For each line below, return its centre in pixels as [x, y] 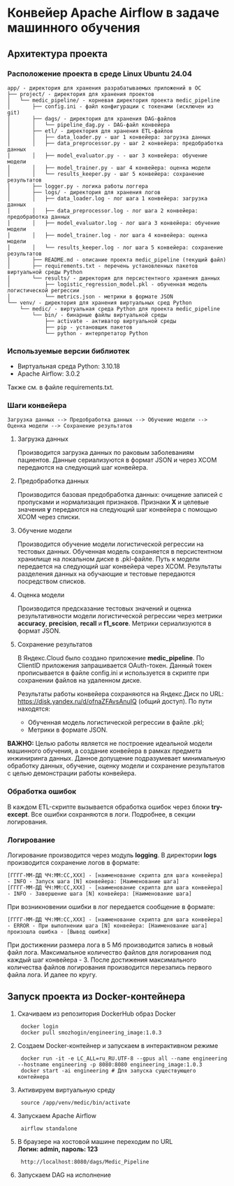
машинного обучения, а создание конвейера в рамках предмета [104, 751]
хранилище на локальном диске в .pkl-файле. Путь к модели [109, 559]
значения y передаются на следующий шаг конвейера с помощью [117, 510]
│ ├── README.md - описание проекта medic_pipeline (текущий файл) [117, 260]
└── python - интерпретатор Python [96, 333]
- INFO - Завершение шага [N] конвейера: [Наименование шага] [100, 894]
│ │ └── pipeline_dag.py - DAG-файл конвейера [89, 125]
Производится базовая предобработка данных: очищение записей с [120, 495]
